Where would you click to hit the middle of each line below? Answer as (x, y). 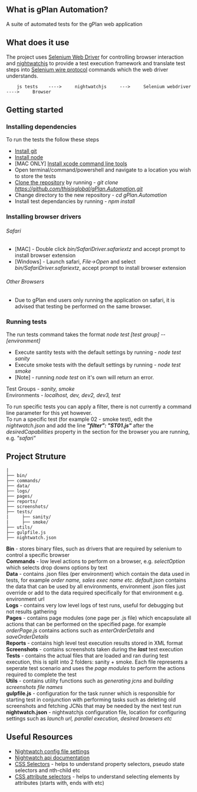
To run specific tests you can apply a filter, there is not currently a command (99, 406)
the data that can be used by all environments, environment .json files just (96, 586)
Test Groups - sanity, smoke (40, 389)
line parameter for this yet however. (49, 413)
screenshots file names (35, 687)
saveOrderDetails (27, 636)
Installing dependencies (41, 127)
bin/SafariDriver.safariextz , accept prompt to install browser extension (100, 268)
